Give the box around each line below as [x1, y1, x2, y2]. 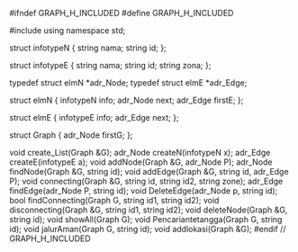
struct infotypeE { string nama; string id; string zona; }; [9, 60, 212, 70]
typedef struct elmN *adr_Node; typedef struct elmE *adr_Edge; [9, 77, 248, 88]
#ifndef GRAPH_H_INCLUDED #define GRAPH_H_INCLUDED [9, 8, 234, 18]
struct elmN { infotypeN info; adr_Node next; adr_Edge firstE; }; [9, 94, 244, 105]
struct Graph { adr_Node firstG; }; [9, 130, 133, 140]
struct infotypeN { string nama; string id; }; [9, 42, 167, 53]
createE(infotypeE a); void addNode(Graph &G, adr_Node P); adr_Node [9, 157, 273, 167]
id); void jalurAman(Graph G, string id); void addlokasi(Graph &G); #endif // [9, 224, 286, 234]
